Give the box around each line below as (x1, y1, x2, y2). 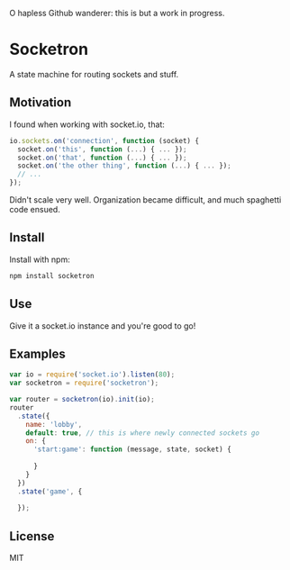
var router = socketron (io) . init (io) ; (9, 395, 155, 404)
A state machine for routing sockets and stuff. (9, 68, 179, 79)
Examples (9, 346, 66, 361)
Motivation (9, 95, 72, 111)
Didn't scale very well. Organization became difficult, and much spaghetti (9, 195, 282, 205)
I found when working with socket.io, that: (9, 119, 165, 130)
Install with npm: (9, 254, 70, 265)
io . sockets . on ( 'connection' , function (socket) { (9, 136, 200, 145)
